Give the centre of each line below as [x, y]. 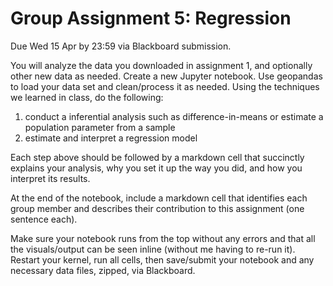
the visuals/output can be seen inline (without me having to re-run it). [153, 249]
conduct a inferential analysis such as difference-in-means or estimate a [174, 116]
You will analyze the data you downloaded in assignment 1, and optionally [161, 65]
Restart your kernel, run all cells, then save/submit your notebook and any [162, 259]
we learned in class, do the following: [87, 97]
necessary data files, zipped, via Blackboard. [103, 270]
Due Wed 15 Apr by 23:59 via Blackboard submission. [121, 46]
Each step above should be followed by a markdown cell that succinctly [157, 157]
